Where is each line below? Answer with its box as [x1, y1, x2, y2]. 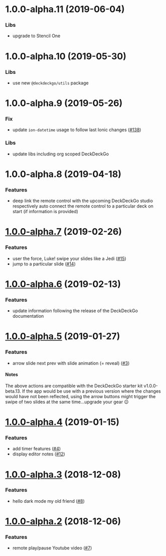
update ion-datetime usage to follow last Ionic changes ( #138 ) [12, 127, 141, 133]
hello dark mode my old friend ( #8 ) [12, 498, 85, 504]
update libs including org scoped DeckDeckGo [12, 151, 109, 157]
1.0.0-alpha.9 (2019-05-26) [5, 98, 123, 109]
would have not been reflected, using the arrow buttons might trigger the [5, 393, 156, 399]
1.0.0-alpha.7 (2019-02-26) [5, 226, 122, 237]
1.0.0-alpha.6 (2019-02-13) [5, 278, 121, 290]
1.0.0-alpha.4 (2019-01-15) [5, 416, 119, 428]
